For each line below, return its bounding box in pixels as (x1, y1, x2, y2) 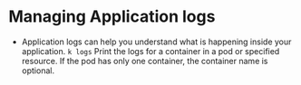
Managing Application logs (8, 6, 216, 27)
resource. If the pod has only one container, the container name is (21, 55, 268, 66)
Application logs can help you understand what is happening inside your (21, 36, 292, 47)
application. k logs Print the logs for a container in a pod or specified (21, 45, 280, 56)
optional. (21, 65, 55, 76)
